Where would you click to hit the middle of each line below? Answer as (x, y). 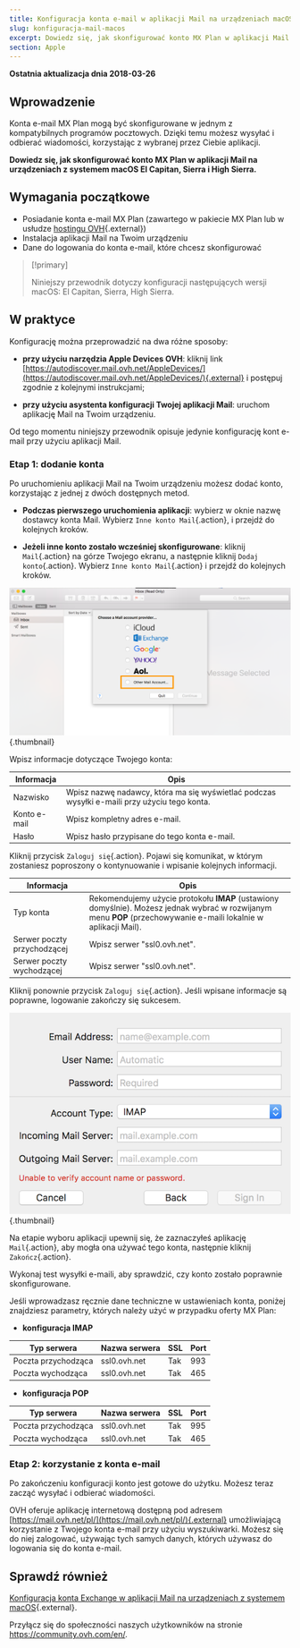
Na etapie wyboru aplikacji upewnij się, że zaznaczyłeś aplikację (128, 1238)
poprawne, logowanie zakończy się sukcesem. (95, 1000)
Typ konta (31, 913)
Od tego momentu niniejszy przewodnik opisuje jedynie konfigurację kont (144, 431)
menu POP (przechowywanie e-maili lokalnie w (176, 917)
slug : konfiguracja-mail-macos (67, 28)
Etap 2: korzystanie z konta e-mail (85, 1465)
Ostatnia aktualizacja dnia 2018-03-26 (83, 74)
